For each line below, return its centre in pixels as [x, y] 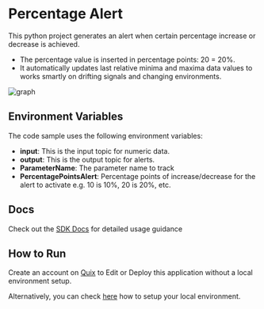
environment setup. [40, 281]
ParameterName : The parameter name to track [97, 168]
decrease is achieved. [44, 44]
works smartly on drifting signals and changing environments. [121, 76]
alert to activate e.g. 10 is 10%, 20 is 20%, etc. [95, 185]
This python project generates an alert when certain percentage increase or [132, 36]
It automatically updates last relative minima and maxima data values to [136, 67]
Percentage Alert [65, 14]
